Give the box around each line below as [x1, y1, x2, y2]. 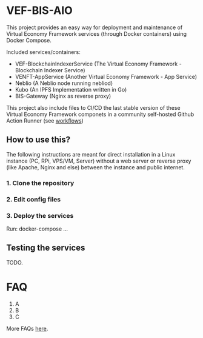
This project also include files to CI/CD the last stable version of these [6, 104, 181, 111]
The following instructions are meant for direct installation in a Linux [6, 150, 176, 158]
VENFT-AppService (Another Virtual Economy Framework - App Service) [15, 73, 198, 80]
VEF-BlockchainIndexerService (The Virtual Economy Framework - [15, 60, 182, 67]
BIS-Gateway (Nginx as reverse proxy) [15, 92, 111, 100]
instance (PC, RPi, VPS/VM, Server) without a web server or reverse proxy [6, 157, 191, 164]
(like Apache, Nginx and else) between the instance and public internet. [6, 163, 185, 171]
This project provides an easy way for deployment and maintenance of [6, 24, 183, 31]
